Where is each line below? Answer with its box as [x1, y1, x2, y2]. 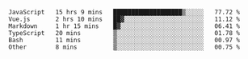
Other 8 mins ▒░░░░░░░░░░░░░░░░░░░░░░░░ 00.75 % [8, 43, 241, 51]
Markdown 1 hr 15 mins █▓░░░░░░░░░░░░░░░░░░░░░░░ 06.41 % [8, 22, 241, 30]
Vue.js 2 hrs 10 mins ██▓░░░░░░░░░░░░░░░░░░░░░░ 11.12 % [8, 15, 241, 23]
